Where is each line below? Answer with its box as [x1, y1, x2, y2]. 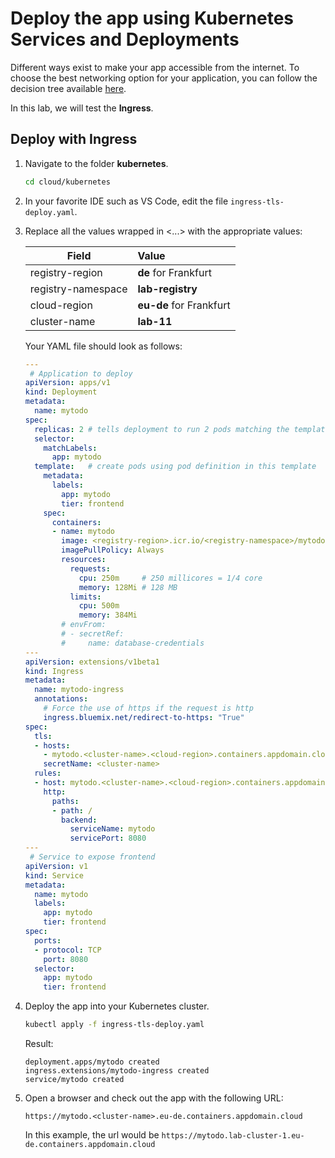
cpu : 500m [78, 601, 120, 611]
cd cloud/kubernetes [24, 177, 111, 187]
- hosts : [34, 740, 71, 751]
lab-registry [137, 282, 198, 296]
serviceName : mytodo [69, 824, 156, 834]
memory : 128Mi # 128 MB [78, 582, 178, 592]
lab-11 [137, 314, 173, 328]
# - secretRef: [61, 629, 125, 639]
